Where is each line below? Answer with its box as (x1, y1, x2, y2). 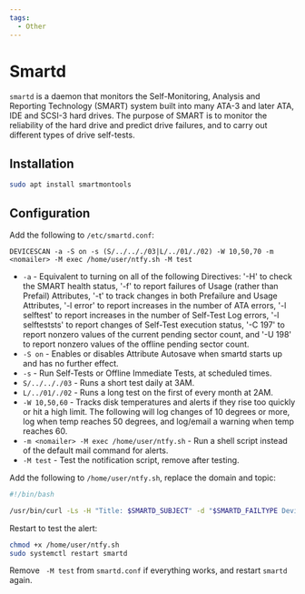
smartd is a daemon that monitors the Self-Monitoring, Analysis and (9, 91, 261, 102)
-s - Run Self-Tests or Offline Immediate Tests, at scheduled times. (22, 367, 272, 378)
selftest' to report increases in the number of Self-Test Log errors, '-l (22, 309, 280, 320)
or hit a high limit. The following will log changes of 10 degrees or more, (22, 406, 290, 417)
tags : (9, 13, 30, 23)
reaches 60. (22, 425, 68, 437)
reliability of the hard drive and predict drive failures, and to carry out (9, 120, 268, 131)
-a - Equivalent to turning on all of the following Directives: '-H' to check (22, 270, 292, 282)
